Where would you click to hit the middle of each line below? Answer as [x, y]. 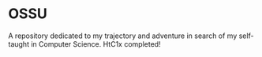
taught [19, 44]
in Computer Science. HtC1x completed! [96, 44]
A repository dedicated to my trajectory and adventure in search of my [123, 36]
